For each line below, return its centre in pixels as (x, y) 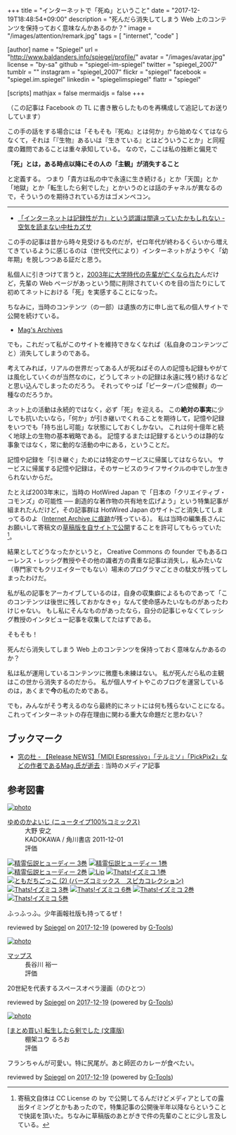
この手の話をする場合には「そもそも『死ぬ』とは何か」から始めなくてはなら (118, 131)
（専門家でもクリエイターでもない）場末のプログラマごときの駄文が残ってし (118, 569)
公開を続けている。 (35, 316)
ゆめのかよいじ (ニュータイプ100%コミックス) (74, 822)
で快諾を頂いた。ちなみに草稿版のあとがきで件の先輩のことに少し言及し (122, 1116)
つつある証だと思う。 (74, 259)
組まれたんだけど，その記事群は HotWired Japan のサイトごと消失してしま (115, 510)
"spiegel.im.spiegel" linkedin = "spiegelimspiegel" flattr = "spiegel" (104, 79)
